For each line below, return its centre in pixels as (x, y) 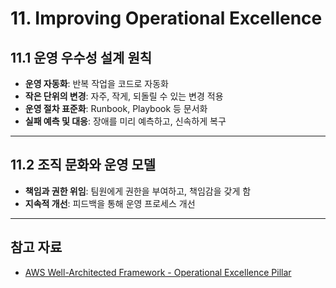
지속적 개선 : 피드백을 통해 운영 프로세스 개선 (110, 203)
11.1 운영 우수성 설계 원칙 (81, 57)
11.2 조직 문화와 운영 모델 (83, 165)
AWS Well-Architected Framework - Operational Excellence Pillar (158, 272)
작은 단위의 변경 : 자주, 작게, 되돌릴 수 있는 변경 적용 (124, 96)
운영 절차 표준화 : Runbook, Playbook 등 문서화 (116, 108)
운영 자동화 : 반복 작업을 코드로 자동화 (96, 83)
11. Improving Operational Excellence (166, 18)
